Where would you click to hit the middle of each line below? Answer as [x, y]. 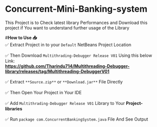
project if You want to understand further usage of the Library [67, 27]
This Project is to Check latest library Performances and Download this [76, 23]
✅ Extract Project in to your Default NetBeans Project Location [68, 45]
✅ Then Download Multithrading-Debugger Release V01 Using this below [79, 55]
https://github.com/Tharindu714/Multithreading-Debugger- [67, 66]
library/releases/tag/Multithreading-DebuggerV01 [57, 71]
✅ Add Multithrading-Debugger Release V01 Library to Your [65, 103]
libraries [14, 108]
